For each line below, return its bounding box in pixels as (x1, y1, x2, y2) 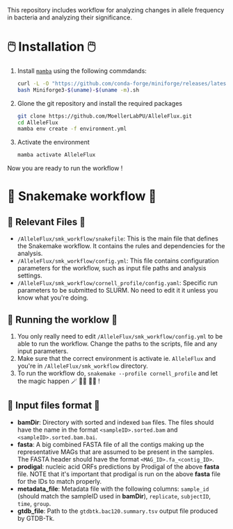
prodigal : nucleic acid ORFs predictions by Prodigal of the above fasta (17, 462, 220, 471)
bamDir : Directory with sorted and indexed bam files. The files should (17, 418, 214, 426)
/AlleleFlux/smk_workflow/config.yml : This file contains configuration (17, 257, 219, 265)
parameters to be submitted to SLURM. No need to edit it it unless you (17, 286, 218, 295)
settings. (17, 271, 43, 280)
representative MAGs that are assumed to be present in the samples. (17, 448, 214, 456)
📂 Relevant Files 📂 (7, 215, 86, 228)
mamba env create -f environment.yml (17, 125, 127, 133)
